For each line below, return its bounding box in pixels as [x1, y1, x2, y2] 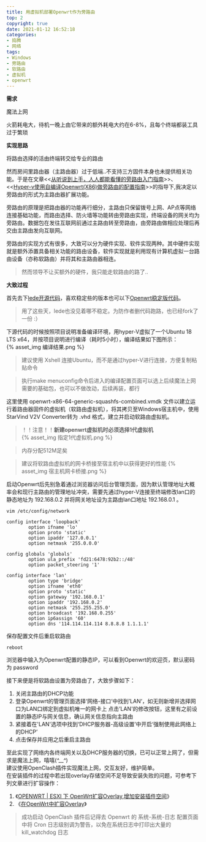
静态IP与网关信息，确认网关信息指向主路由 [26, 713, 134, 721]
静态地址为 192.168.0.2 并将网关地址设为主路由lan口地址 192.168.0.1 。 [6, 496, 182, 503]
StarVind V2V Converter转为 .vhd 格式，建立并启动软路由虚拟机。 [6, 413, 173, 421]
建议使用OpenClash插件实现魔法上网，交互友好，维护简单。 [6, 764, 158, 771]
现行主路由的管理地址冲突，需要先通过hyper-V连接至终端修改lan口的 [22, 488, 196, 496]
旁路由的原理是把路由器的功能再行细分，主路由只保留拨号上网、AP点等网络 [6, 204, 196, 212]
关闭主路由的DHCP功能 [15, 690, 74, 697]
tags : [6, 49, 20, 55]
